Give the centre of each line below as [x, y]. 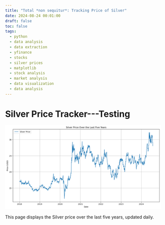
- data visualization [32, 84]
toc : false [16, 26]
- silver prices [26, 63]
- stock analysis [27, 73]
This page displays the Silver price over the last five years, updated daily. [80, 217]
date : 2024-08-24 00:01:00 [33, 16]
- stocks [19, 57]
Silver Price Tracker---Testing [68, 114]
